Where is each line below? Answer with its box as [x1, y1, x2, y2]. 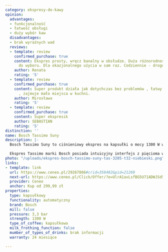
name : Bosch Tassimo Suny [5, 133, 59, 138]
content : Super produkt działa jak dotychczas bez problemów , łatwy [14, 86, 162, 91]
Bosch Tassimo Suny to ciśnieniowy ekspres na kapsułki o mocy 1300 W [9, 142, 160, 147]
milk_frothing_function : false [9, 225, 75, 230]
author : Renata [14, 68, 46, 73]
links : [5, 160, 19, 165]
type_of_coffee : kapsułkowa [9, 221, 68, 226]
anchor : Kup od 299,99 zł [9, 183, 64, 189]
